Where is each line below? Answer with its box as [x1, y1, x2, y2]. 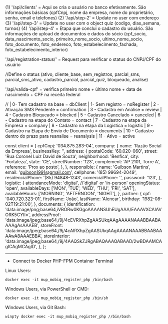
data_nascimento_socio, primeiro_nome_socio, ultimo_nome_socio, [5, 36, 143, 42]
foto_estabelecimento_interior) [5, 47, 68, 52]
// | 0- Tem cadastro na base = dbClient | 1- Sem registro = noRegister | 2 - [5, 101, 159, 107]
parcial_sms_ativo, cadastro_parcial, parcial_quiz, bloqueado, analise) [5, 77, 148, 82]
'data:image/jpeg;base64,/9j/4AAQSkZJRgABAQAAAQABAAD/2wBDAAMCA [5, 238, 162, 244]
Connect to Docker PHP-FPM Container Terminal [12, 258, 113, 264]
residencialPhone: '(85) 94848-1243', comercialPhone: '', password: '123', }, [5, 175, 162, 180]
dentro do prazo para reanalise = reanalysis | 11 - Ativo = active [5, 133, 135, 139]
